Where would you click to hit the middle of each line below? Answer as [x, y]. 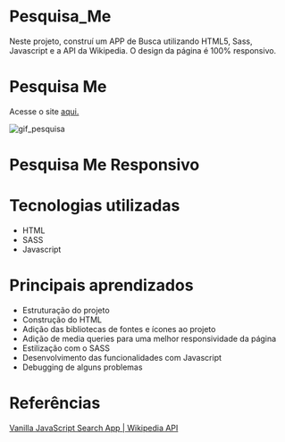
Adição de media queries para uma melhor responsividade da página [149, 338]
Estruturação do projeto [66, 310]
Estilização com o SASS [66, 348]
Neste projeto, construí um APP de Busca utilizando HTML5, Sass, [131, 41]
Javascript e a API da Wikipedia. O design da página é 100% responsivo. [143, 50]
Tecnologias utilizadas [95, 206]
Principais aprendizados [101, 285]
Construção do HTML [62, 320]
